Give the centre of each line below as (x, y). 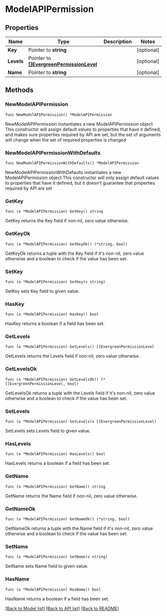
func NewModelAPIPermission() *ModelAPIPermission (59, 115)
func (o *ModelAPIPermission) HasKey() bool (52, 314)
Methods (19, 90)
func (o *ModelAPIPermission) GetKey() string (54, 211)
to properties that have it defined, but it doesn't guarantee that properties (80, 183)
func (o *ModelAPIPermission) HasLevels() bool (55, 454)
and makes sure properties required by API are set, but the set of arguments (83, 134)
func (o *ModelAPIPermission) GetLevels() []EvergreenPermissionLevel (80, 347)
